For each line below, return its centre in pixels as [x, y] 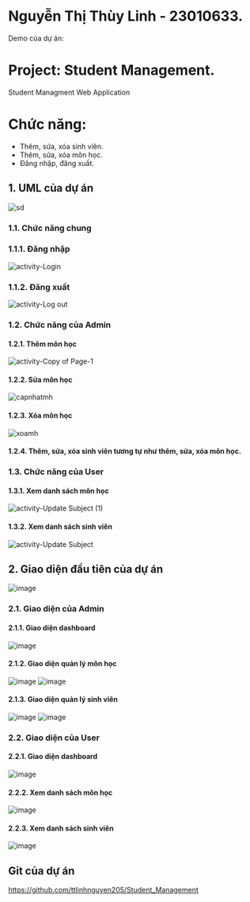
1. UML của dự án [51, 189]
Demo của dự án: [36, 38]
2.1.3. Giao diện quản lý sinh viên [63, 700]
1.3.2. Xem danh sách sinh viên [61, 526]
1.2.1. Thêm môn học [42, 344]
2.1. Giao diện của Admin [56, 609]
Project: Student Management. [112, 70]
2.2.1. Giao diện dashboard [53, 757]
